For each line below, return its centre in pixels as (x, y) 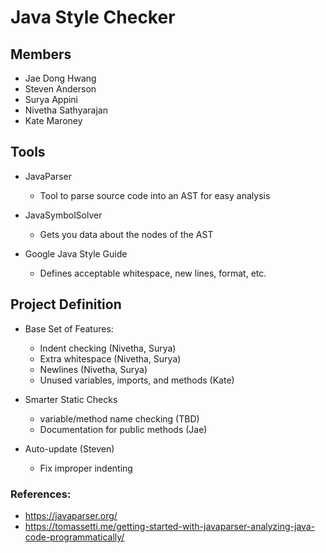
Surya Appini (51, 99)
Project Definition (66, 304)
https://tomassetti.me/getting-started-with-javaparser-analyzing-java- (170, 526)
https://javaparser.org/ (71, 515)
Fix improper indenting (86, 468)
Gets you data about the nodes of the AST (126, 234)
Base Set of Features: (69, 328)
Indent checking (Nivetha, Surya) (108, 348)
